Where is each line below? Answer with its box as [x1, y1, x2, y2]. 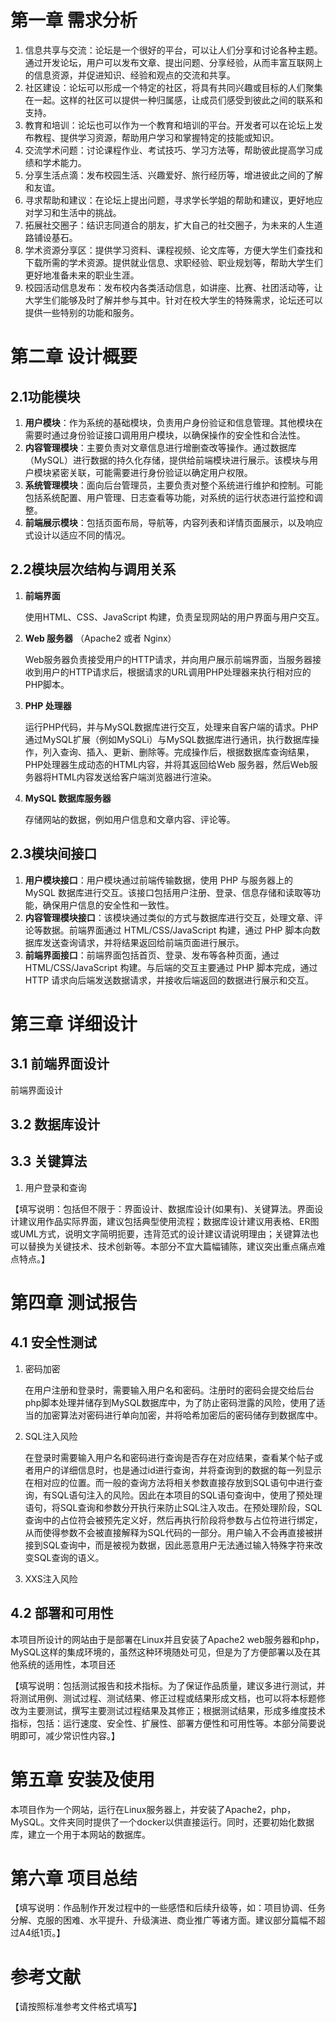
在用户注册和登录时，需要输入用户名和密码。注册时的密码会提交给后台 [24, 1384, 315, 1396]
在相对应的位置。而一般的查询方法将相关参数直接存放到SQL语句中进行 [24, 1476, 315, 1488]
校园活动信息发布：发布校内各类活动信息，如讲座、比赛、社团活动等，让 [24, 281, 323, 293]
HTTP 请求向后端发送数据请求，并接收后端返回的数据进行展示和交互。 [24, 974, 315, 986]
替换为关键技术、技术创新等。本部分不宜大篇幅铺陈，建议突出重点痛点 [27, 1240, 317, 1252]
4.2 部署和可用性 [10, 1605, 114, 1622]
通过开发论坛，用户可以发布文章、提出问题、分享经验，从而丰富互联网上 [24, 56, 323, 68]
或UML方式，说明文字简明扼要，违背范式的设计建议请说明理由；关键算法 [10, 1227, 310, 1240]
